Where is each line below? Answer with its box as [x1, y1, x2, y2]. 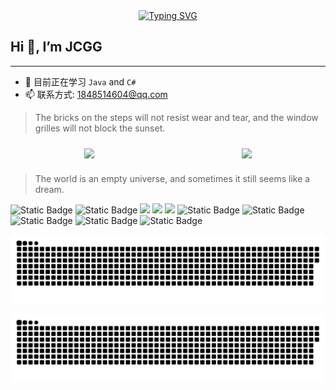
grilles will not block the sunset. [34, 122, 166, 134]
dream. [34, 183, 65, 195]
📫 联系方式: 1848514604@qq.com [24, 88, 168, 100]
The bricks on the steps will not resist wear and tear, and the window [34, 111, 319, 123]
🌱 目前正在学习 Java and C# [24, 75, 137, 88]
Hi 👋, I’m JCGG [10, 39, 103, 56]
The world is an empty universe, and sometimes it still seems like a [34, 172, 311, 184]
